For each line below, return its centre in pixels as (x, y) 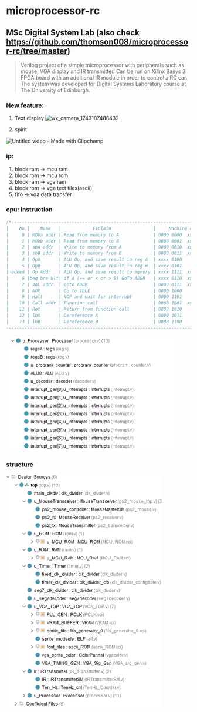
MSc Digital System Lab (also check (73, 33)
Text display (29, 118)
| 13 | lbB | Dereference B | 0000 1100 (94, 322)
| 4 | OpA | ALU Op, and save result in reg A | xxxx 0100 (94, 260)
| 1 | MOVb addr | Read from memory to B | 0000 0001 (94, 241)
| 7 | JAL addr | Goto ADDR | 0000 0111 (94, 284)
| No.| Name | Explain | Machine (97, 228)
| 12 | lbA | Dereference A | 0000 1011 (94, 316)
